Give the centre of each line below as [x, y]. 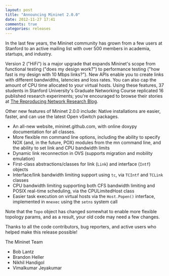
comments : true [21, 24]
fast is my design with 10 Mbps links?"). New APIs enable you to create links [85, 74]
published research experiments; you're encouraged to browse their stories [84, 96]
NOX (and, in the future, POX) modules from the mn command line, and [87, 143]
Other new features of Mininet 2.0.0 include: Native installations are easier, [83, 111]
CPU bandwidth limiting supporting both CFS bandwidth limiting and [84, 186]
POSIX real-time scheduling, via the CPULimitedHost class [73, 191]
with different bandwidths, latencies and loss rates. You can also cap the [81, 80]
